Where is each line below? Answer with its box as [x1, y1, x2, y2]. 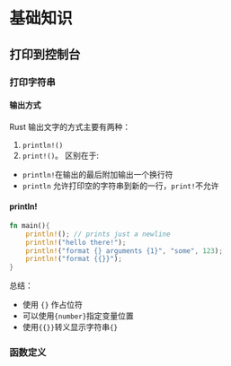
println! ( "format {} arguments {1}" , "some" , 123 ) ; [25, 246, 223, 256]
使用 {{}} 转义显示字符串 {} [22, 322, 119, 333]
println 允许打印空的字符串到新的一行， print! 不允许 [22, 180, 219, 191]
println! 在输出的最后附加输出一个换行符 [22, 169, 173, 179]
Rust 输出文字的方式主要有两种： [9, 121, 131, 132]
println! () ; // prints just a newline [25, 230, 171, 239]
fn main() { [9, 221, 50, 230]
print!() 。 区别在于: [22, 150, 100, 161]
